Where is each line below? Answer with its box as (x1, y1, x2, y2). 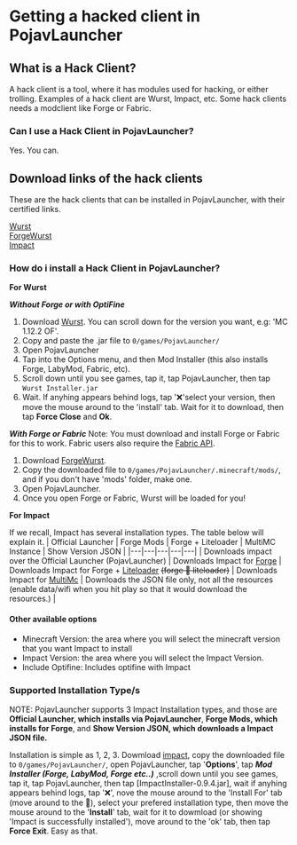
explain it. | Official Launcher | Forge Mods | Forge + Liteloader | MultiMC (9, 537, 277, 548)
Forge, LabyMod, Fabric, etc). (21, 364, 130, 375)
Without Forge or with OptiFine (9, 299, 126, 310)
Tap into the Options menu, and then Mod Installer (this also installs (21, 354, 269, 365)
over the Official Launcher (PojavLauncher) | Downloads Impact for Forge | (9, 556, 282, 566)
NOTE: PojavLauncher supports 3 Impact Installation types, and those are (9, 704, 277, 715)
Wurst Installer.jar (21, 384, 98, 393)
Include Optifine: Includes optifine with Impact (21, 661, 191, 672)
